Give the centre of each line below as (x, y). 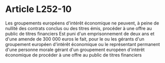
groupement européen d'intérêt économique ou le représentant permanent (82, 44)
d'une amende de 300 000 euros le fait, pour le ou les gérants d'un (75, 39)
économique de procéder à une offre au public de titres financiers (73, 55)
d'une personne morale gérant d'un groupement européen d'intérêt (75, 49)
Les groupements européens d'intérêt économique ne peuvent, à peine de (82, 23)
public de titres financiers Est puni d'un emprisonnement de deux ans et (80, 33)
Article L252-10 (38, 9)
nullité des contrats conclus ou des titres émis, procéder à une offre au (79, 28)
